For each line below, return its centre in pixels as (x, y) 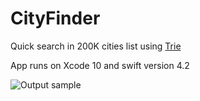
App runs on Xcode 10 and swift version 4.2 (100, 65)
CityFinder (55, 18)
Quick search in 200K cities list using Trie (96, 46)
